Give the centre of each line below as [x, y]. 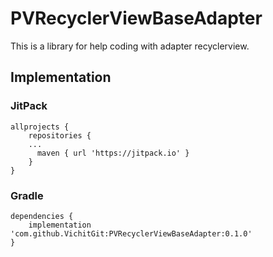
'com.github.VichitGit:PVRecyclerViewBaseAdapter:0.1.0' [131, 233]
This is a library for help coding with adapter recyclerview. [130, 46]
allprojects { [40, 127]
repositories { [60, 135]
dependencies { [42, 216]
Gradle [27, 195]
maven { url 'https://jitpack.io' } [113, 153]
